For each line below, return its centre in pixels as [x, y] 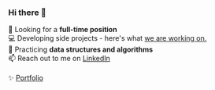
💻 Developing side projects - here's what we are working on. [107, 38]
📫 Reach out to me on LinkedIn [59, 59]
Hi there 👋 [28, 13]
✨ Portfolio [26, 78]
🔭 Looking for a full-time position [63, 30]
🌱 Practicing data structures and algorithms [81, 49]
